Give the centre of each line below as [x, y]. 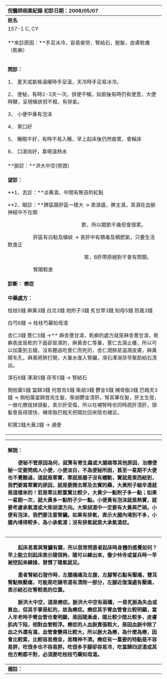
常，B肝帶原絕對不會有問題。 [118, 257]
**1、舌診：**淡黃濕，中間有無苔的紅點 [55, 192]
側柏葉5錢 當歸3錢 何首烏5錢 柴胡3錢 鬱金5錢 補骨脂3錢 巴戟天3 [83, 390]
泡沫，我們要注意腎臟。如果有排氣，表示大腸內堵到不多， [85, 515]
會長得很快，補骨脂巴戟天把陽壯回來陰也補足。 [68, 412]
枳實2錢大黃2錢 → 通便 [35, 425]
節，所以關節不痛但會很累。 [114, 225]
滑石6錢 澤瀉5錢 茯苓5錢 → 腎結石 [47, 378]
